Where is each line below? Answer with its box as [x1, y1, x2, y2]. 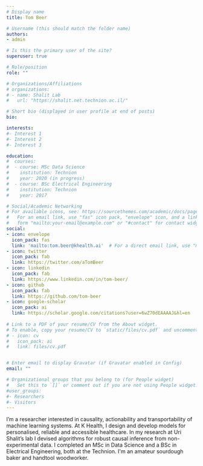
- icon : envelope [6, 231, 50, 237]
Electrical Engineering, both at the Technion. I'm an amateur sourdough [6, 448, 184, 455]
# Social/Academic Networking [6, 203, 83, 209]
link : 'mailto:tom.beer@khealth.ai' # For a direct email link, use [11, 243, 190, 249]
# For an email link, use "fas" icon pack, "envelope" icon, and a [6, 214, 185, 221]
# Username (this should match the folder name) [6, 25, 131, 31]
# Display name [6, 8, 45, 15]
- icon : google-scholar [6, 299, 66, 305]
